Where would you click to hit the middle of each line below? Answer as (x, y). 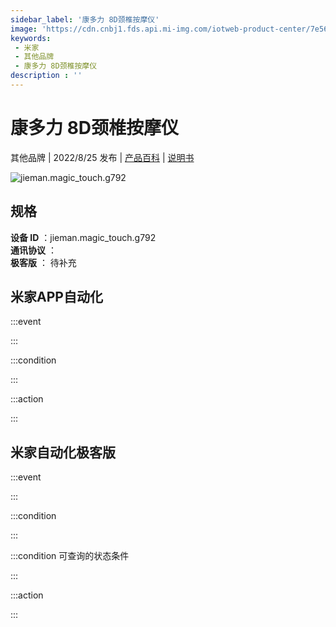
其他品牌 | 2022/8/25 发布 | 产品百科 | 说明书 (102, 157)
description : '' (46, 76)
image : (24, 29)
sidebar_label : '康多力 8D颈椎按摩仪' (85, 19)
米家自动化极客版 (63, 452)
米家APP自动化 (56, 297)
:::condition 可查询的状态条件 (70, 556)
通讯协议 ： (33, 250)
